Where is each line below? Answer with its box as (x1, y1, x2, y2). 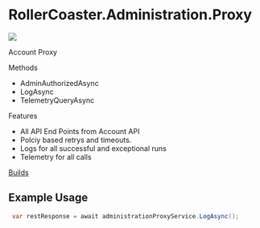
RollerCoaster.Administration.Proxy (8, 6, 252, 24)
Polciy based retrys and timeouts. (19, 135, 132, 145)
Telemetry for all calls (19, 152, 92, 161)
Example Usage (8, 191, 89, 205)
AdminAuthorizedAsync (19, 78, 99, 88)
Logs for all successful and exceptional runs (19, 143, 167, 153)
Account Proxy (8, 47, 58, 57)
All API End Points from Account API (19, 126, 140, 136)
